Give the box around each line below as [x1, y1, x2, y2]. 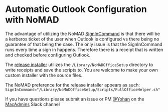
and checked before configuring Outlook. [5, 51, 91, 58]
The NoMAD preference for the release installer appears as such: [5, 81, 140, 88]
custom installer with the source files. [5, 72, 83, 78]
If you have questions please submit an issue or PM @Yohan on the [5, 96, 144, 102]
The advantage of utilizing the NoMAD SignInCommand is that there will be [5, 30, 160, 36]
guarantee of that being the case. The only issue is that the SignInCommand [5, 41, 162, 47]
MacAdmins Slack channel [5, 101, 60, 107]
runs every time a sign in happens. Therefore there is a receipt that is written [5, 46, 163, 52]
